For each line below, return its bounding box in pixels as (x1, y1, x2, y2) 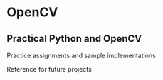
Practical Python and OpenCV (6, 33, 142, 45)
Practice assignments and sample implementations (6, 51, 156, 59)
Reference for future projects (6, 65, 92, 73)
